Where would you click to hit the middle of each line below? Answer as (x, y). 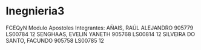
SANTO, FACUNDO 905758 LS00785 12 (55, 40)
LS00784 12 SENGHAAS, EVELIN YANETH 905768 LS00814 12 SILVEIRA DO (100, 34)
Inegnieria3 (35, 11)
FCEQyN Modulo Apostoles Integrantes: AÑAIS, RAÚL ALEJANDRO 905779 (100, 28)
